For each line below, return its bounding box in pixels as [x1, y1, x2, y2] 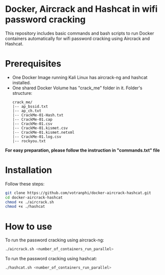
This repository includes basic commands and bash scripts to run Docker [5, 30, 154, 36]
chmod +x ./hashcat [5, 204, 45, 209]
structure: [12, 90, 33, 96]
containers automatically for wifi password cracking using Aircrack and [5, 36, 150, 41]
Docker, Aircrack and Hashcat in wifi [5, 3, 158, 15]
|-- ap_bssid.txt [12, 104, 48, 109]
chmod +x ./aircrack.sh [5, 199, 54, 204]
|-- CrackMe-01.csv [12, 121, 53, 126]
